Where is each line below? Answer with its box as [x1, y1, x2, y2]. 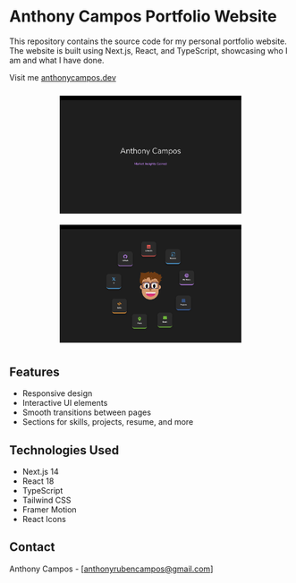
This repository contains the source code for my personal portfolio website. [9, 36, 288, 46]
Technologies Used [9, 443, 119, 458]
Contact [9, 539, 55, 555]
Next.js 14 [21, 467, 60, 477]
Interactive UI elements [21, 398, 108, 409]
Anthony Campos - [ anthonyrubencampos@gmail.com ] [9, 563, 214, 574]
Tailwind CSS [21, 494, 72, 506]
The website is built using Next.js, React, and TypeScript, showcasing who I [9, 45, 288, 55]
